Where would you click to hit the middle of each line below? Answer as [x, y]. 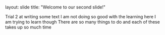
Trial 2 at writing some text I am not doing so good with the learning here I [81, 17]
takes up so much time [28, 27]
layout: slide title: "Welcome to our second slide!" [55, 7]
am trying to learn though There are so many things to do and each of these [82, 22]
